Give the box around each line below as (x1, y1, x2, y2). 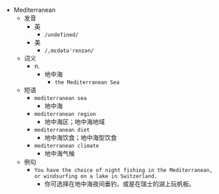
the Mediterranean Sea (54, 79, 120, 86)
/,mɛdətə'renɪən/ (44, 47, 94, 54)
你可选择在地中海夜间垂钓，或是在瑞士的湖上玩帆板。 (44, 180, 196, 188)
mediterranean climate (34, 143, 100, 149)
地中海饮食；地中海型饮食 (44, 134, 117, 141)
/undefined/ (44, 32, 79, 38)
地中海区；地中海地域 (44, 118, 105, 125)
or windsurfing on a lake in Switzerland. (34, 173, 158, 180)
